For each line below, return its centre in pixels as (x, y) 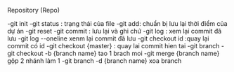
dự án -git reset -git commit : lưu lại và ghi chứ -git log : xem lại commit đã (115, 31)
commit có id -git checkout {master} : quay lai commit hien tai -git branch (113, 46)
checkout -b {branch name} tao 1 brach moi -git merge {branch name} (118, 53)
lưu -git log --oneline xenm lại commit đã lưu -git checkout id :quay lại (108, 38)
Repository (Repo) (33, 10)
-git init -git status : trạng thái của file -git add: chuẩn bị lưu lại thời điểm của (117, 23)
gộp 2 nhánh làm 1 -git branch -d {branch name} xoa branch (95, 61)
